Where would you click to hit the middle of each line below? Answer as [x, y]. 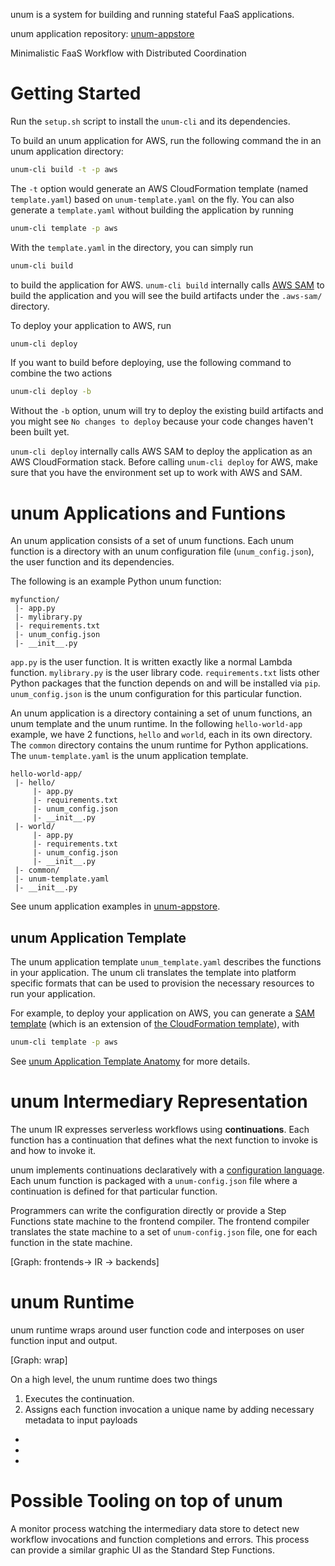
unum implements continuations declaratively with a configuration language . [167, 1170]
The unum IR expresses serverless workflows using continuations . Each [160, 1129]
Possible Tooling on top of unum [146, 1501]
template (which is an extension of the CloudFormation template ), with [155, 1024]
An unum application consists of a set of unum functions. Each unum [152, 541]
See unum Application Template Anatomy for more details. [130, 1061]
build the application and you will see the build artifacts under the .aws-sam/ [166, 295]
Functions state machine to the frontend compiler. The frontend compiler [160, 1221]
